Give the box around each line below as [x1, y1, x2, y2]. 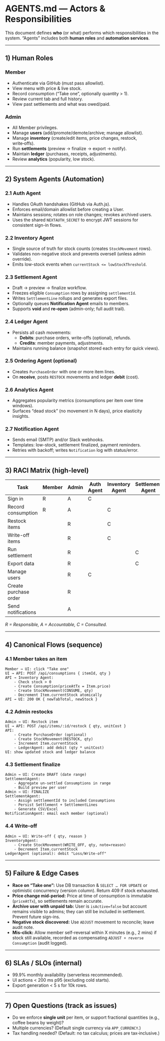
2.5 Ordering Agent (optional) [5, 358, 77, 364]
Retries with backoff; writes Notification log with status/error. [12, 447, 139, 453]
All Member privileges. [12, 124, 58, 130]
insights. [12, 413, 29, 419]
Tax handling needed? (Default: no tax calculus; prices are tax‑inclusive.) [12, 1030, 160, 1036]
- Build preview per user [14, 785, 67, 790]
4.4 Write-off [5, 823, 38, 830]
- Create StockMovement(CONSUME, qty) [14, 688, 93, 693]
